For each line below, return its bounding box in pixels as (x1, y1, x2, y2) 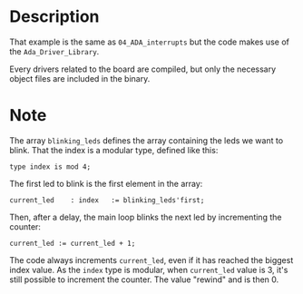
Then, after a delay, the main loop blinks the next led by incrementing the (9, 211, 282, 222)
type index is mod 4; (9, 162, 92, 171)
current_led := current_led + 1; (9, 239, 136, 248)
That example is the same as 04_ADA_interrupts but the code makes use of (9, 36, 290, 47)
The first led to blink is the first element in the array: (9, 178, 203, 189)
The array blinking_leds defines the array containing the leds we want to (9, 134, 284, 146)
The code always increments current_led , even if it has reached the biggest (9, 254, 294, 265)
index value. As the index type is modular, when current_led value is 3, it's (9, 264, 288, 275)
